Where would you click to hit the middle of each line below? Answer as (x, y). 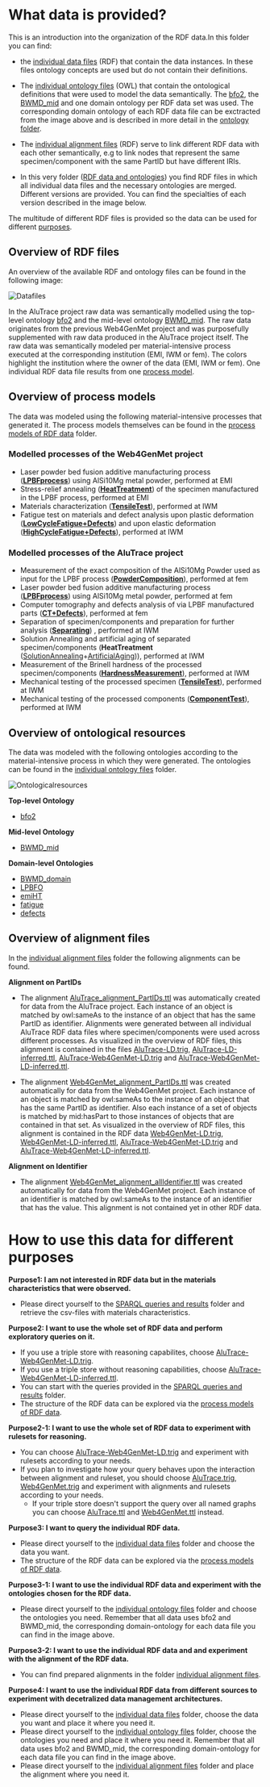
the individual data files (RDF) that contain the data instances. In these (137, 61)
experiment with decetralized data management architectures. (116, 1698)
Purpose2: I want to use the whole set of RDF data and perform (116, 1328)
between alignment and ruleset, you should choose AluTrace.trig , (128, 1477)
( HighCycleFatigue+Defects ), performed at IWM (102, 532)
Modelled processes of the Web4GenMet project (106, 454)
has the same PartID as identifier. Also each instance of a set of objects (139, 1108)
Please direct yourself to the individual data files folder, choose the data (139, 1714)
